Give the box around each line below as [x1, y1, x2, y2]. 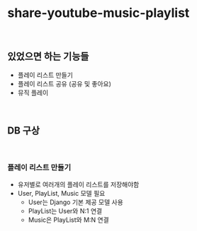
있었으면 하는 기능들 [7, 51, 89, 63]
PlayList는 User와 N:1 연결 [28, 206, 103, 215]
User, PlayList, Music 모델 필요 [17, 189, 106, 197]
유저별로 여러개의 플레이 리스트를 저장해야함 [17, 180, 140, 189]
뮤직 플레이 [17, 88, 49, 97]
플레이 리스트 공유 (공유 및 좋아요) [17, 79, 112, 88]
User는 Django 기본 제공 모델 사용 [28, 198, 124, 206]
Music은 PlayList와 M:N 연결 [28, 215, 110, 224]
